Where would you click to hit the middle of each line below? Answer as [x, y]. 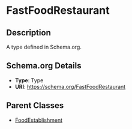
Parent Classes [35, 106]
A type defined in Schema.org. [44, 47]
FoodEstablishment [39, 120]
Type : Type [29, 80]
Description [28, 33]
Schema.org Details [44, 66]
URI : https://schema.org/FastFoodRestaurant [70, 86]
